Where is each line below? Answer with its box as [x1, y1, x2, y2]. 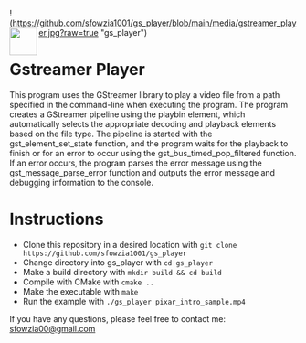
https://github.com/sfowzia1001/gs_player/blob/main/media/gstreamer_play [12, 17, 297, 28]
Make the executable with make [22, 285, 139, 296]
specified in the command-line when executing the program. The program [9, 99, 289, 110]
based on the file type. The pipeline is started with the [9, 128, 213, 139]
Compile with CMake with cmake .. [22, 276, 154, 287]
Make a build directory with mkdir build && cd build [22, 266, 222, 277]
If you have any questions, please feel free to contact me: [9, 313, 227, 324]
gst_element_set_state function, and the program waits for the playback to [9, 137, 289, 149]
